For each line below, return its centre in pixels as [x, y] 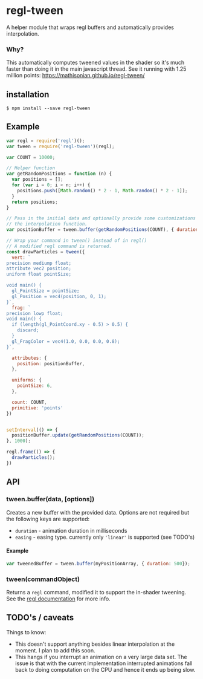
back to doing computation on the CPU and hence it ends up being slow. [105, 669]
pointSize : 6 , [35, 386]
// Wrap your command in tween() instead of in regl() [77, 241]
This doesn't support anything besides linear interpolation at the [95, 644]
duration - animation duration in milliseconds [71, 530]
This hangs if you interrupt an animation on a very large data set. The [101, 657]
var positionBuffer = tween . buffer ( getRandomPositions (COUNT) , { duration [102, 230]
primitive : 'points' [37, 408]
